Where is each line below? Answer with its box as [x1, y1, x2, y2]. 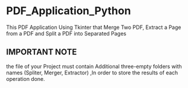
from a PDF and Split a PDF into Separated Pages [6, 30, 126, 37]
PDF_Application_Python [6, 4, 132, 18]
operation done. [6, 75, 46, 82]
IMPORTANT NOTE [6, 47, 77, 57]
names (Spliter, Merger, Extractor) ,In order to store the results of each [6, 69, 179, 76]
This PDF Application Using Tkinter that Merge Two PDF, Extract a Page [6, 24, 181, 31]
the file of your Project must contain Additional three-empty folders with [6, 63, 182, 70]
